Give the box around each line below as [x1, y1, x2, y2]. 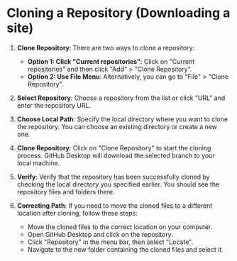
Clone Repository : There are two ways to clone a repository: [16, 43, 195, 52]
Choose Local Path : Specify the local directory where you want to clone [16, 115, 228, 123]
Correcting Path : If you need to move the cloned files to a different [16, 201, 213, 210]
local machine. [16, 158, 60, 167]
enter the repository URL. [16, 101, 92, 109]
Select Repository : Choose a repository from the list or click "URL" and [16, 94, 226, 102]
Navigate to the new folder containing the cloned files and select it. [27, 245, 224, 253]
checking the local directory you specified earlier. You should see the [16, 179, 220, 189]
